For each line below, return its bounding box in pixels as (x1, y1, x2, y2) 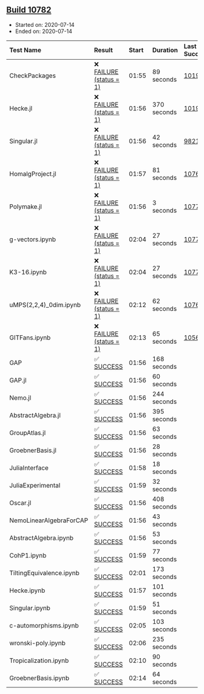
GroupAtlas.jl (9, 428, 46, 437)
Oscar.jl (9, 498, 32, 507)
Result (93, 46, 114, 54)
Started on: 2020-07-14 (15, 21, 75, 28)
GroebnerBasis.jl (9, 446, 56, 455)
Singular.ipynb (9, 603, 50, 612)
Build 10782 (6, 5, 52, 15)
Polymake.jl (9, 202, 42, 211)
